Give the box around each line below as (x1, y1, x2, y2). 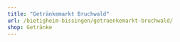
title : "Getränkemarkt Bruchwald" (7, 10, 110, 18)
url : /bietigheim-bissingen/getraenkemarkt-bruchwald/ (7, 17, 174, 24)
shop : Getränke (7, 23, 53, 31)
